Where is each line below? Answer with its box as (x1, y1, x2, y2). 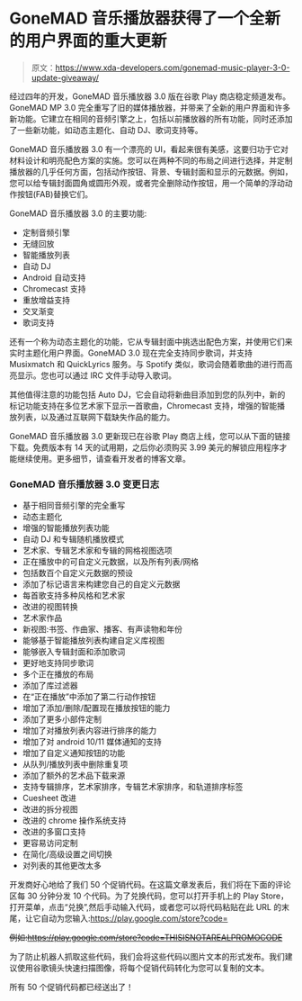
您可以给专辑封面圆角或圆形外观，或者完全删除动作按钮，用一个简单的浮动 (9, 177, 285, 188)
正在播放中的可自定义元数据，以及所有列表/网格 (22, 556, 200, 567)
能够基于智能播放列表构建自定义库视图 (22, 636, 164, 646)
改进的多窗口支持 (22, 826, 86, 837)
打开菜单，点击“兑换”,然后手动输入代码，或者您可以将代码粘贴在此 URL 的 (9, 902, 282, 913)
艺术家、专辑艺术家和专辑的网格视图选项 (22, 546, 173, 556)
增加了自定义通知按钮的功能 (22, 748, 126, 759)
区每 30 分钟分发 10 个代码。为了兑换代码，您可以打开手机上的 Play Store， (9, 890, 289, 901)
